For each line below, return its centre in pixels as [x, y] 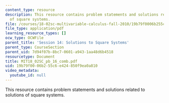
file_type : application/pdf [35, 29]
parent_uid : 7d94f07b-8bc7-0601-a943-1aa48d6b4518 [59, 52]
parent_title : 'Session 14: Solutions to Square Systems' [67, 43]
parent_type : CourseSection [35, 47]
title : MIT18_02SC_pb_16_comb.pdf [41, 61]
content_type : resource [30, 10]
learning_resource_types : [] [36, 33]
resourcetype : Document [30, 57]
